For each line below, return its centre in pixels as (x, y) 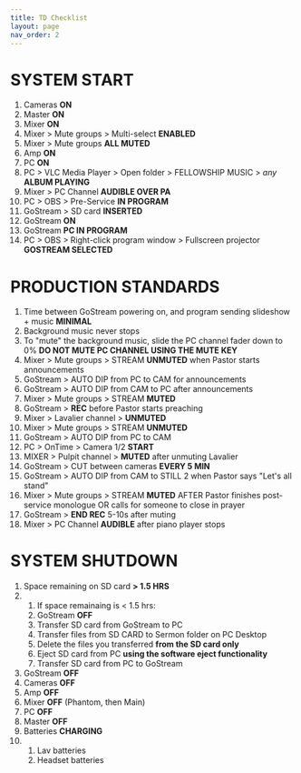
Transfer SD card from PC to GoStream (110, 664)
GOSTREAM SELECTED (68, 250)
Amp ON (39, 153)
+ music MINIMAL (58, 321)
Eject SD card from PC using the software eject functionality (152, 654)
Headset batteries (70, 760)
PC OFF (38, 712)
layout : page (35, 26)
